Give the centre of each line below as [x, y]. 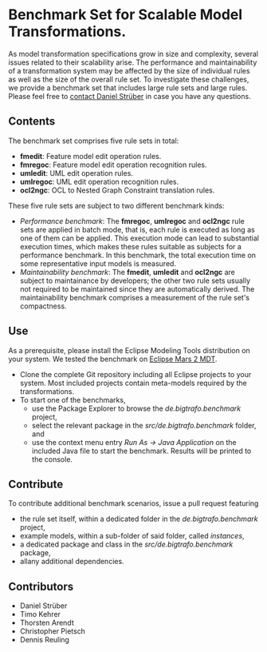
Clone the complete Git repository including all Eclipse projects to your [135, 374]
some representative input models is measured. [98, 263]
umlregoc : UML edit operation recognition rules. [99, 181]
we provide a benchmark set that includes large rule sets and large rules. [128, 87]
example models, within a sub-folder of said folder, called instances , [132, 536]
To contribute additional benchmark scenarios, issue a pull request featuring [133, 503]
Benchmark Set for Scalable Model [126, 15]
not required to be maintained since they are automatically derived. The [137, 288]
